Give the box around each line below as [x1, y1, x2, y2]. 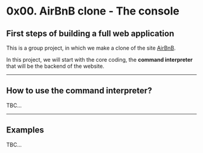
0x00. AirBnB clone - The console [6, 4, 180, 18]
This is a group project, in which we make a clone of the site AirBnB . [6, 44, 176, 51]
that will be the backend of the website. [6, 62, 105, 70]
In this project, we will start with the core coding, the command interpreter [6, 56, 193, 63]
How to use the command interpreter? [6, 86, 152, 96]
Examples [6, 125, 44, 135]
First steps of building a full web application [6, 28, 175, 39]
